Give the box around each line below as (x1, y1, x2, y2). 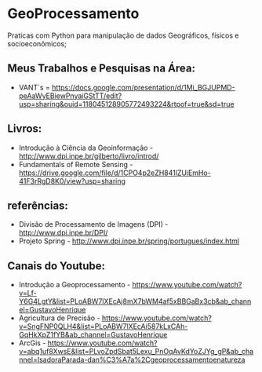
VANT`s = (18, 82, 50, 92)
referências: (7, 199, 68, 212)
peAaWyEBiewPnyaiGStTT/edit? (18, 91, 122, 100)
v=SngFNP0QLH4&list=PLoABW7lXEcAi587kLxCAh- (18, 322, 188, 331)
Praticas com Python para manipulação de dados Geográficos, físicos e (7, 31, 239, 40)
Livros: (7, 122, 42, 136)
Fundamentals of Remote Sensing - (18, 159, 133, 169)
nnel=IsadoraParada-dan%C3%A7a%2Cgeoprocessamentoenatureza (18, 355, 246, 365)
